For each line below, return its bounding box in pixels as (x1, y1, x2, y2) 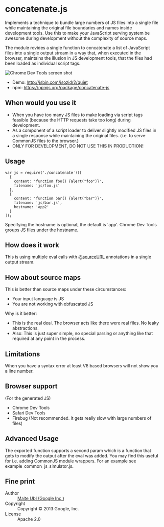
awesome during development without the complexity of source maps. (5, 35, 148, 41)
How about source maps (5, 273, 81, 282)
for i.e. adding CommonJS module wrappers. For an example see (5, 458, 137, 464)
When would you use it (5, 99, 76, 107)
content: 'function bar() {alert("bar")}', (14, 196, 104, 201)
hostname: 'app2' (14, 204, 49, 209)
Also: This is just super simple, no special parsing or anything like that (12, 331, 153, 336)
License (5, 511, 21, 517)
